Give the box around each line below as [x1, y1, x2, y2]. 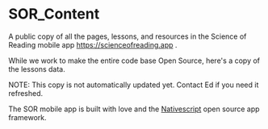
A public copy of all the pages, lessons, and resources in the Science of [8, 31, 247, 41]
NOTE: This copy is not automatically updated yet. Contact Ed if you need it [8, 80, 259, 89]
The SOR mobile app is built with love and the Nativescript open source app [8, 104, 260, 114]
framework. [8, 112, 47, 122]
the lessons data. [8, 64, 66, 73]
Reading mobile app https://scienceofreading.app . [8, 40, 178, 49]
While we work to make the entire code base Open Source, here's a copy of [8, 56, 261, 65]
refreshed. [8, 88, 44, 98]
